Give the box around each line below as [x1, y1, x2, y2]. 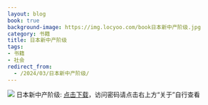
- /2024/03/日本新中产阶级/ [14, 70, 90, 77]
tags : [7, 43, 24, 50]
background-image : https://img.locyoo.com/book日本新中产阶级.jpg [7, 23, 202, 31]
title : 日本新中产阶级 [7, 37, 68, 44]
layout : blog [7, 10, 46, 18]
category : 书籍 [7, 30, 51, 38]
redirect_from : [7, 63, 53, 70]
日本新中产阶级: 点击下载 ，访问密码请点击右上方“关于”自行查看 [16, 90, 201, 99]
